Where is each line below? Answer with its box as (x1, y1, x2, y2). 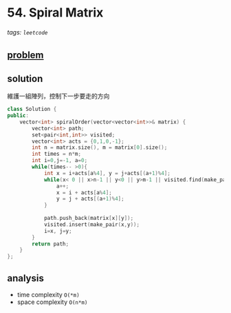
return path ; (32, 240, 69, 248)
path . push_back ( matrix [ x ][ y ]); (43, 215, 134, 222)
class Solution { (7, 105, 57, 113)
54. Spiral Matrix (7, 5, 104, 21)
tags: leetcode (7, 28, 48, 36)
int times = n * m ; (32, 150, 81, 158)
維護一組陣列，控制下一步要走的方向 (7, 92, 110, 101)
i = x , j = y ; (43, 228, 72, 234)
